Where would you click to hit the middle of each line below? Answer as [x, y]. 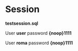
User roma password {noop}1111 [39, 43]
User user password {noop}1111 [38, 33]
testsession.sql [22, 23]
